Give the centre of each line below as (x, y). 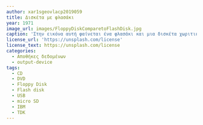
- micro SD (25, 101)
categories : (21, 51)
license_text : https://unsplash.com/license (63, 46)
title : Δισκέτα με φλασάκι (40, 17)
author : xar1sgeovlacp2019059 (44, 12)
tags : (13, 68)
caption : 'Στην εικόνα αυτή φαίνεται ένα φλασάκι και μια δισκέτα (92, 34)
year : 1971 (20, 23)
